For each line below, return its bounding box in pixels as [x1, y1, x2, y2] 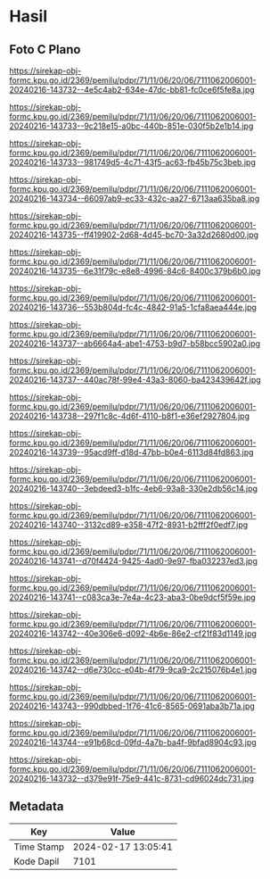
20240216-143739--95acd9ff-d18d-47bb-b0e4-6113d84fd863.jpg [9, 447, 254, 457]
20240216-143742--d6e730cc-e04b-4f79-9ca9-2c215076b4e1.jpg [9, 665, 258, 675]
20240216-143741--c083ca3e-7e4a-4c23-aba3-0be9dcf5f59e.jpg [9, 592, 256, 602]
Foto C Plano [9, 42, 81, 57]
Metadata [9, 799, 64, 814]
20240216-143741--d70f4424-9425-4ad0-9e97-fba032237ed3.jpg [9, 556, 258, 566]
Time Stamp [13, 841, 65, 853]
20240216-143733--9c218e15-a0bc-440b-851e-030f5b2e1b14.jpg [9, 120, 254, 131]
